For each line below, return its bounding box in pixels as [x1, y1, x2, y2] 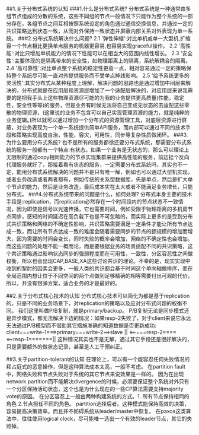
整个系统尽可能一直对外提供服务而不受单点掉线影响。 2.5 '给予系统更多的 [11, 72, 190, 79]
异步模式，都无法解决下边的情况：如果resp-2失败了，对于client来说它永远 [11, 315, 191, 322]
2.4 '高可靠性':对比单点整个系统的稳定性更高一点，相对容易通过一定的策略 [6, 65, 187, 71]
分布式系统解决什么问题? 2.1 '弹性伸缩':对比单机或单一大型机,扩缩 [32, 35, 191, 42]
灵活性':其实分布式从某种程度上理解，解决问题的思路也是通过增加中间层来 [6, 80, 186, 86]
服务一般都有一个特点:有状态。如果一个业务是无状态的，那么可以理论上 [16, 146, 190, 153]
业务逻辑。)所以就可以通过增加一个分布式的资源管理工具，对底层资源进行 [6, 116, 182, 123]
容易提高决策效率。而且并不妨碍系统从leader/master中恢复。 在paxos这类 [6, 408, 187, 414]
